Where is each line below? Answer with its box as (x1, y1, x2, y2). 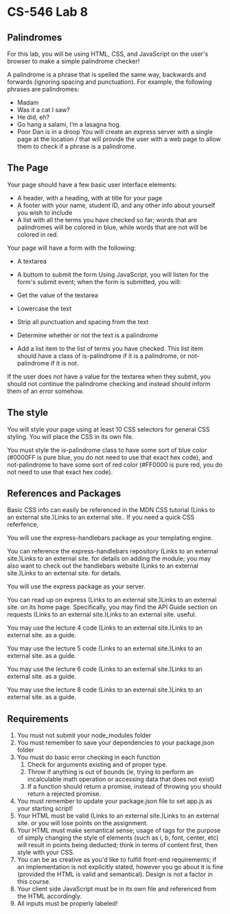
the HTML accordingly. (16, 892, 82, 900)
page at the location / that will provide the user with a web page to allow (16, 135, 221, 143)
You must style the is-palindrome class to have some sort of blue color (7, 445, 207, 454)
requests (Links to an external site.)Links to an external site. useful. (7, 610, 197, 619)
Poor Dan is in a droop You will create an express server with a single (16, 128, 213, 136)
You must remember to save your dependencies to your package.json (16, 738, 215, 747)
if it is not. (50, 359, 79, 367)
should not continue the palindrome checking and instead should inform (7, 379, 211, 387)
